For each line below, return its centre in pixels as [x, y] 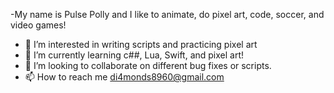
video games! [38, 25]
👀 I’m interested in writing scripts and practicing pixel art [141, 44]
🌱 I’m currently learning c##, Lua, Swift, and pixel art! [134, 55]
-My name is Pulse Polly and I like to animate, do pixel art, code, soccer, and [167, 14]
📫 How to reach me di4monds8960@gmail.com [124, 77]
